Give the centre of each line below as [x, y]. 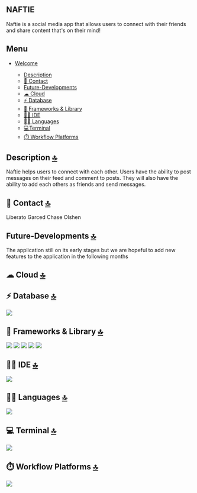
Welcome [26, 63]
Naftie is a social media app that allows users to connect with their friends [96, 24]
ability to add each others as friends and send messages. [76, 184]
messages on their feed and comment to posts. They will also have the [92, 178]
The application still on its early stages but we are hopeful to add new [91, 250]
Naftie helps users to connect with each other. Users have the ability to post [98, 172]
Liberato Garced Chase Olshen [44, 217]
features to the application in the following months [67, 256]
